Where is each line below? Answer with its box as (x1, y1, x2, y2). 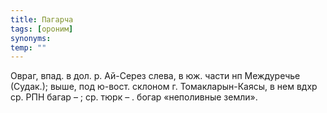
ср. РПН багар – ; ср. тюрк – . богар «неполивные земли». (10, 91, 258, 103)
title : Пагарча (10, 14, 74, 25)
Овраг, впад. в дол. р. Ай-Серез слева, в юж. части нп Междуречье (10, 70, 301, 82)
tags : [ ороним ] (10, 24, 74, 34)
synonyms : (10, 33, 52, 43)
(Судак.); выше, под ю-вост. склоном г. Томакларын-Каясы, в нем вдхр (10, 81, 318, 93)
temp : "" (10, 42, 47, 53)
